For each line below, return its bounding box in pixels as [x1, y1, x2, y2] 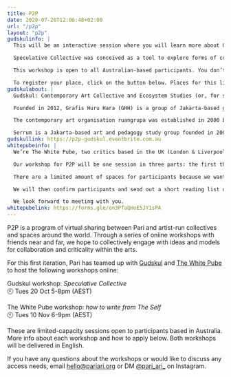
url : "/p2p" [7, 23, 41, 30]
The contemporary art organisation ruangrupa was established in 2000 [13, 117, 220, 124]
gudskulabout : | [7, 85, 54, 93]
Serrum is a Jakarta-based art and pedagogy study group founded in [13, 129, 214, 136]
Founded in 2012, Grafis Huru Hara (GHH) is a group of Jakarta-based [13, 105, 220, 111]
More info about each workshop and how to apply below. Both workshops [7, 334, 217, 342]
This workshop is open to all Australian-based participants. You [13, 67, 208, 74]
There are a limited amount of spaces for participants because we [13, 173, 211, 180]
